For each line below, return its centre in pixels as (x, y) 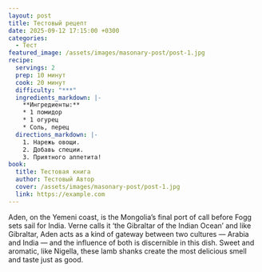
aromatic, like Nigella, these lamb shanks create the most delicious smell (128, 251)
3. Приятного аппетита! (62, 157)
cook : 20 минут (41, 82)
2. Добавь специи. (53, 150)
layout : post (30, 16)
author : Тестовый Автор (55, 180)
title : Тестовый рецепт (48, 23)
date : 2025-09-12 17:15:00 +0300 (64, 30)
